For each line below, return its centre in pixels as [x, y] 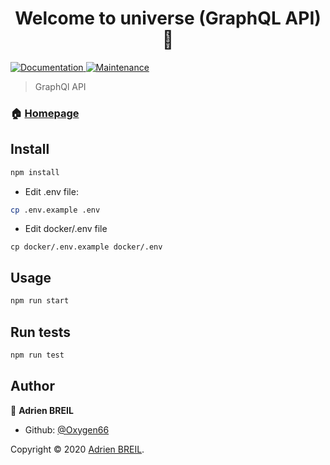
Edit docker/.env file [66, 229]
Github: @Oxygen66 [67, 429]
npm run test [37, 355]
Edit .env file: [51, 191]
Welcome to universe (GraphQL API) [168, 18]
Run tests [40, 332]
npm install [35, 172]
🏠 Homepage [45, 113]
